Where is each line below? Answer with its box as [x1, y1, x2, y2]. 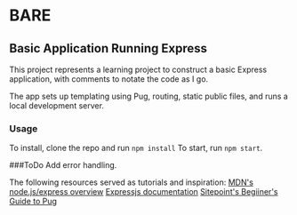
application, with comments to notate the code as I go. [9, 74, 209, 84]
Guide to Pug [9, 196, 58, 207]
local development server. [9, 100, 105, 111]
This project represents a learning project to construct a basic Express [9, 64, 268, 75]
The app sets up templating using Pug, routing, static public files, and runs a [9, 91, 289, 101]
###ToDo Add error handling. [9, 160, 117, 171]
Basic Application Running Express [9, 41, 207, 56]
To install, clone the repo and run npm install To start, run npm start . [9, 143, 263, 154]
